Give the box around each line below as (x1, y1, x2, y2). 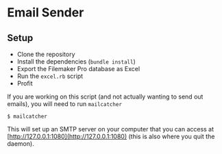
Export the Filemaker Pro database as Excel (16, 65, 140, 73)
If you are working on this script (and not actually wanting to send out (7, 92, 203, 101)
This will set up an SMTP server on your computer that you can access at (7, 125, 214, 133)
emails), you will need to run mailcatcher (7, 100, 122, 107)
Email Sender (7, 5, 84, 21)
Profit (16, 79, 33, 87)
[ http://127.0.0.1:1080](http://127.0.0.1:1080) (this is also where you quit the (7, 132, 215, 140)
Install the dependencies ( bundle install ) (16, 57, 136, 66)
